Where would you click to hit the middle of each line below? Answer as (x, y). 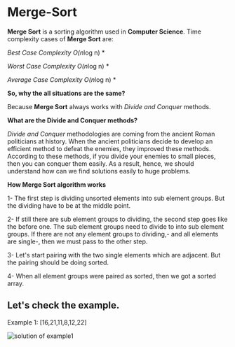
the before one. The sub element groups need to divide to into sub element (116, 226)
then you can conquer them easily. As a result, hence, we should (101, 163)
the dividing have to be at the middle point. (69, 205)
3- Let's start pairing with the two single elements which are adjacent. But (114, 255)
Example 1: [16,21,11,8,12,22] (47, 322)
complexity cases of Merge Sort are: (60, 38)
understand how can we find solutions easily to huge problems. (99, 171)
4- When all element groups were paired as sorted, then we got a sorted (112, 276)
